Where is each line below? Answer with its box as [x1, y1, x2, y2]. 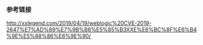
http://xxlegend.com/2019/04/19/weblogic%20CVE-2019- [6, 19, 152, 27]
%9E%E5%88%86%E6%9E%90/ [6, 32, 91, 40]
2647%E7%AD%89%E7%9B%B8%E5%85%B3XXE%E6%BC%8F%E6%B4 [6, 26, 197, 33]
